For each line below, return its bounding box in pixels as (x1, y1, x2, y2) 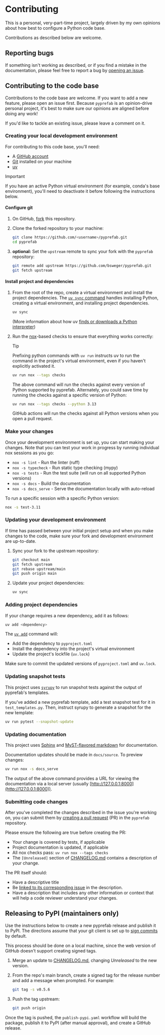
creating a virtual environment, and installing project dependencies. (12, 300, 149, 306)
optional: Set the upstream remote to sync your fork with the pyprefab (12, 248, 154, 254)
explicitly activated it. (12, 363, 56, 369)
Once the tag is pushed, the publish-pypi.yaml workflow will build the (5, 1014, 147, 1020)
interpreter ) (12, 324, 36, 330)
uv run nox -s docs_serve (5, 766, 58, 772)
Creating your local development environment (5, 132, 118, 139)
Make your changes (5, 428, 54, 435)
